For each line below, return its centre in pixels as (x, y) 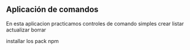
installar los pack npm (32, 41)
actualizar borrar (26, 30)
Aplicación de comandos (52, 10)
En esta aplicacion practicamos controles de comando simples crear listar (95, 23)
